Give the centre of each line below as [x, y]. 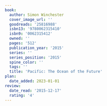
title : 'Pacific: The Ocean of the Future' [56, 72]
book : [10, 10]
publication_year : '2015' [37, 48]
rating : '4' [22, 95]
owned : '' [20, 39]
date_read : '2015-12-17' [35, 90]
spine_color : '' [26, 62]
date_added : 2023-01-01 [34, 81]
